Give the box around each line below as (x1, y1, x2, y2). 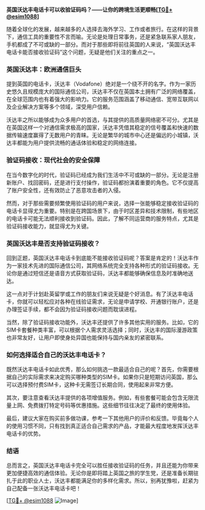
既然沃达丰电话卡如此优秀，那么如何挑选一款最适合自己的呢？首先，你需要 (6, 366, 193, 373)
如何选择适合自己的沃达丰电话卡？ (6, 350, 107, 359)
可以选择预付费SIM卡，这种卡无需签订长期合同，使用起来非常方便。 (6, 381, 177, 388)
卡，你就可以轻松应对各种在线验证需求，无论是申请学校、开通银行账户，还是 (6, 298, 199, 305)
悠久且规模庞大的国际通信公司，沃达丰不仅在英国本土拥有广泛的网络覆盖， (11, 88, 199, 96)
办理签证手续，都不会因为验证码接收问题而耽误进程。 (6, 306, 140, 313)
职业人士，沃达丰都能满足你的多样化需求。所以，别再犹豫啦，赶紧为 (27, 477, 199, 484)
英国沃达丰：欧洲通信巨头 (6, 65, 82, 73)
